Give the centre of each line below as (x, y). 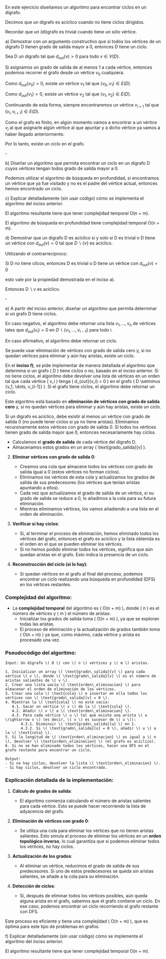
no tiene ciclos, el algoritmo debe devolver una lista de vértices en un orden (83, 376)
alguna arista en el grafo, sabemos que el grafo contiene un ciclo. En (90, 901)
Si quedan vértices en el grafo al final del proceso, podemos (81, 574)
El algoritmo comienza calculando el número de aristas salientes (85, 801)
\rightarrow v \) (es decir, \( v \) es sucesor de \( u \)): (71, 720)
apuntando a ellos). (39, 487)
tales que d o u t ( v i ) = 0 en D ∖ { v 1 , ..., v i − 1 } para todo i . (59, 330)
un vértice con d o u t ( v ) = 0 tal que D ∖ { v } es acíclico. (59, 243)
